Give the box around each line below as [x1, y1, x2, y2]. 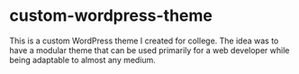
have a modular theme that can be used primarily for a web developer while [9, 44, 290, 55]
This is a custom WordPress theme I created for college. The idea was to [9, 35, 279, 46]
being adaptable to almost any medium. [9, 54, 156, 65]
